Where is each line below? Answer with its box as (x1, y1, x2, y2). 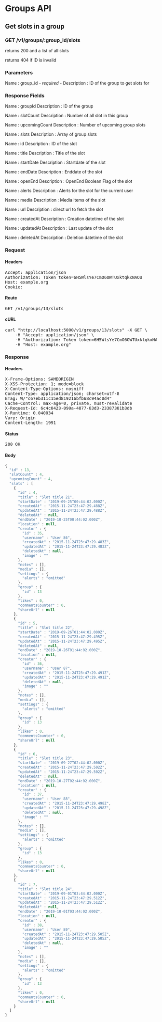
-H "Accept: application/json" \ (15, 332, 94, 337)
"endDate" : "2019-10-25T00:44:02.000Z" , (17, 517, 103, 522)
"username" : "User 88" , (22, 797, 72, 802)
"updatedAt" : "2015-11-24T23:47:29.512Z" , (17, 900, 107, 905)
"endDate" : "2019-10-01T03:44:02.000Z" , (17, 909, 103, 914)
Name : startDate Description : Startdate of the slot (5, 159, 106, 165)
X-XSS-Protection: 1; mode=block (5, 381, 84, 387)
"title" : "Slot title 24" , (17, 886, 75, 892)
